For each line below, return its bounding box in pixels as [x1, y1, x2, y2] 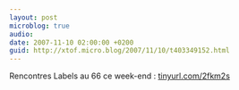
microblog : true [9, 21, 70, 30]
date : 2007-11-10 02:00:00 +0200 [9, 37, 134, 47]
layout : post [9, 12, 58, 22]
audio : [9, 29, 34, 38]
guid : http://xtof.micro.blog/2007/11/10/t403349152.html [9, 46, 230, 55]
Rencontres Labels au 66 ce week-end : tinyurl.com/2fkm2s [9, 70, 231, 81]
